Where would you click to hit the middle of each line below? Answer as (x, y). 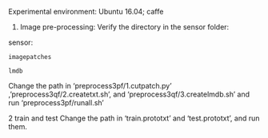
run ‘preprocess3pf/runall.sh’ (56, 103)
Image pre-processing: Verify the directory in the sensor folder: (124, 27)
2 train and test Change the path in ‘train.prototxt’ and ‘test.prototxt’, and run (134, 118)
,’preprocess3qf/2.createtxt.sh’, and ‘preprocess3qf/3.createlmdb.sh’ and (129, 94)
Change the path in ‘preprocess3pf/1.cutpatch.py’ (90, 86)
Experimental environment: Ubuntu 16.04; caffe (86, 12)
